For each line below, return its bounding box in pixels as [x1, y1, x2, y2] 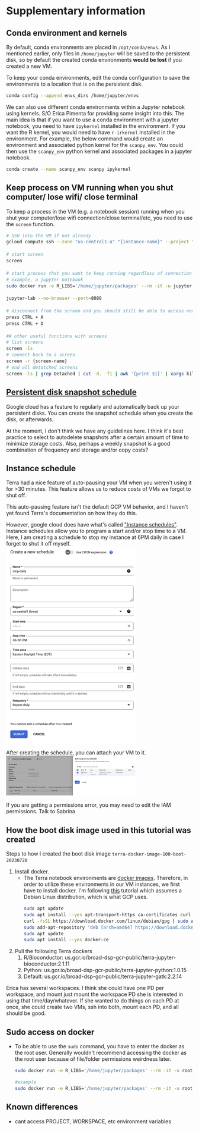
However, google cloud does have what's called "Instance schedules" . [6, 521, 178, 528]
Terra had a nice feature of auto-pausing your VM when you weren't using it [6, 479, 192, 486]
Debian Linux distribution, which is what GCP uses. [23, 894, 148, 901]
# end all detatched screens [6, 364, 78, 370]
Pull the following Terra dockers [14, 948, 93, 955]
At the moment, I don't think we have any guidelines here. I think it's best [6, 427, 184, 434]
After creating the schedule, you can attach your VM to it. [6, 748, 146, 756]
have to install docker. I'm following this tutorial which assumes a [23, 887, 182, 894]
